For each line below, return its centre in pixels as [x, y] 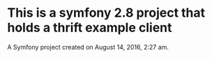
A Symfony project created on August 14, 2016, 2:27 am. [88, 47]
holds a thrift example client [90, 28]
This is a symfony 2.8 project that [106, 13]
